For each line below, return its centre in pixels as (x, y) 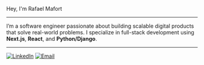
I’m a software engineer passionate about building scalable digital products (100, 26)
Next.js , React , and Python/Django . (52, 39)
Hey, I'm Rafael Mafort (34, 9)
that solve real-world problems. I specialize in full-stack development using (100, 32)
